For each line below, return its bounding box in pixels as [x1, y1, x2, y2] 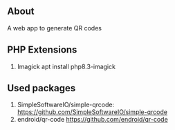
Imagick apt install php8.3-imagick [17, 62, 116, 71]
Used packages [7, 82, 76, 94]
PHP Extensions [7, 44, 77, 56]
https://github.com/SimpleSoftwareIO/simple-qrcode [17, 108, 168, 116]
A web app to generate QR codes [7, 24, 102, 32]
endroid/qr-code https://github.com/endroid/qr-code [17, 115, 168, 124]
